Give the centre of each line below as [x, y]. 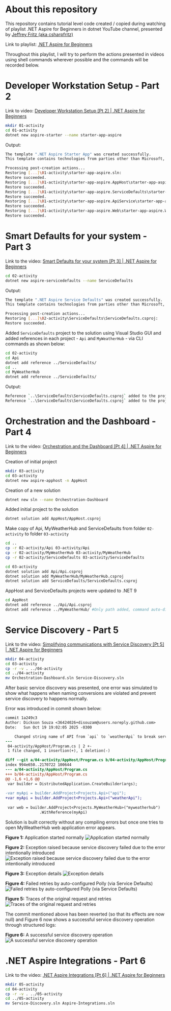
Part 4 [18, 432]
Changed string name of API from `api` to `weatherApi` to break [85, 737]
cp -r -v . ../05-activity [34, 994]
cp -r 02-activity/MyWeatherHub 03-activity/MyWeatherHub [68, 553]
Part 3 [18, 247]
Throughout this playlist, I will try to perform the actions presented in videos [85, 54]
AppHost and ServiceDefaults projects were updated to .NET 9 [71, 591]
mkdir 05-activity [25, 984]
